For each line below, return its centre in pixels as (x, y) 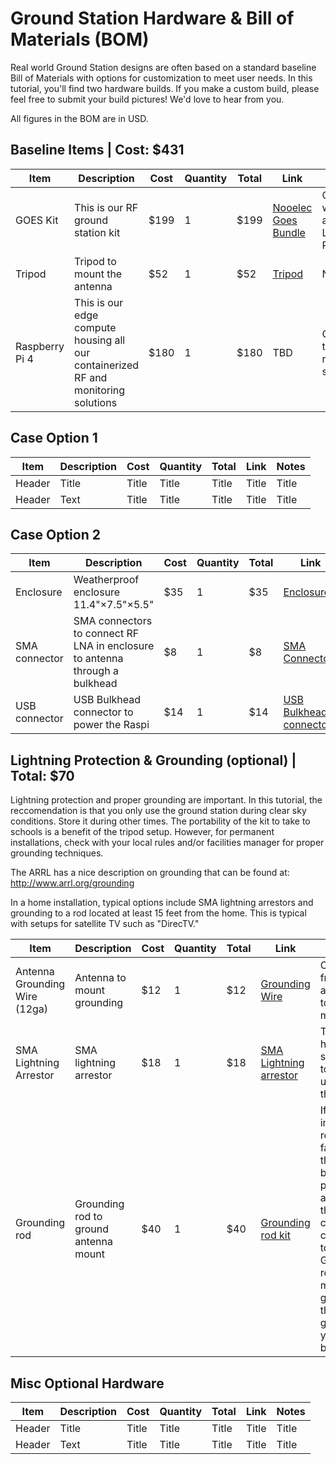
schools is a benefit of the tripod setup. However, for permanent (142, 832)
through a (96, 671)
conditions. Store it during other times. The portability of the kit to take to (160, 821)
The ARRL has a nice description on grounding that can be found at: (150, 873)
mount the (98, 274)
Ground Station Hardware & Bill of (152, 18)
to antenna (98, 659)
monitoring (100, 390)
